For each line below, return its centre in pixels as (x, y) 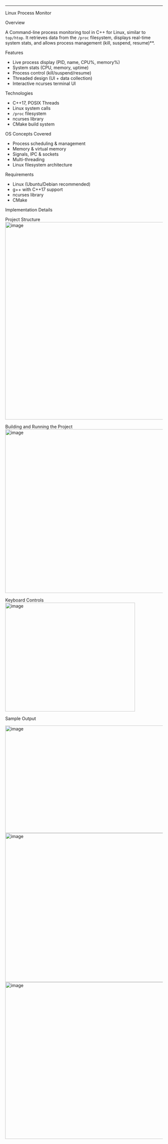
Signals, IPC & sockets (35, 154)
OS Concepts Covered (28, 134)
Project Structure (23, 219)
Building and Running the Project (39, 426)
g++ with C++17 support (38, 189)
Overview (15, 22)
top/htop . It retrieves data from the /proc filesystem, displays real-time (78, 37)
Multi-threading (28, 159)
